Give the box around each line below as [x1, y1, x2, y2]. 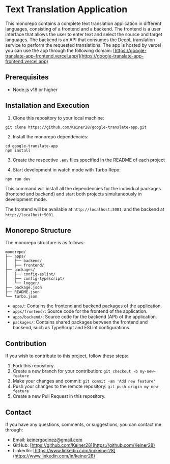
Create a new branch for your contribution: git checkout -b [12, 368, 138, 374]
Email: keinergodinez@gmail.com [12, 437, 83, 443]
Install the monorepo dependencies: [12, 133, 89, 139]
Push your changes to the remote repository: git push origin [12, 383, 143, 390]
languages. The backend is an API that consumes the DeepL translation [5, 37, 155, 43]
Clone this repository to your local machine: [12, 114, 104, 121]
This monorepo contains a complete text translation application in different [5, 20, 162, 26]
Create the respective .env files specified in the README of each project [12, 157, 165, 163]
